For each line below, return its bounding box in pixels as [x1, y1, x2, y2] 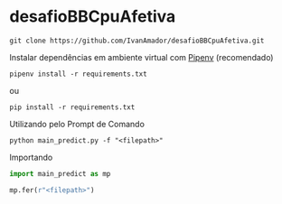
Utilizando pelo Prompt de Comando [9, 118, 145, 129]
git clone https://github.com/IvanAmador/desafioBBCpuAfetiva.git [9, 36, 265, 45]
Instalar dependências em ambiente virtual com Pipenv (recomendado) [9, 51, 274, 62]
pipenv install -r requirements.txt [9, 70, 147, 79]
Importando [9, 152, 53, 162]
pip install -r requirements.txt [9, 102, 136, 112]
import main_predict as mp [9, 169, 111, 178]
